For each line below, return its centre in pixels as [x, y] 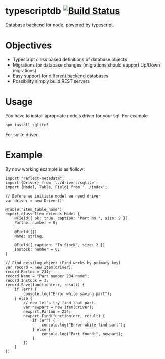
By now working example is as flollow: [45, 169]
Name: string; [29, 236]
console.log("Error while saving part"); [68, 294]
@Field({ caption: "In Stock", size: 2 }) [60, 245]
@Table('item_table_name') [34, 209]
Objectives [29, 45]
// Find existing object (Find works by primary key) [63, 263]
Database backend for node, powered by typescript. [60, 25]
